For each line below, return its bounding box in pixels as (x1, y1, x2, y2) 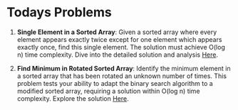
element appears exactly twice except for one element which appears (16, 35, 222, 43)
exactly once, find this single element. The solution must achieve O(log (16, 43, 225, 51)
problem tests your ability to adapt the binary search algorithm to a (16, 79, 213, 87)
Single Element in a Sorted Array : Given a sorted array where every (16, 28, 217, 36)
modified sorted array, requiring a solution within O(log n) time (16, 87, 200, 95)
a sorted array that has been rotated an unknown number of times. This (16, 72, 227, 80)
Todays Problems (6, 4, 112, 21)
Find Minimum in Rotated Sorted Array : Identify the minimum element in (16, 64, 231, 72)
